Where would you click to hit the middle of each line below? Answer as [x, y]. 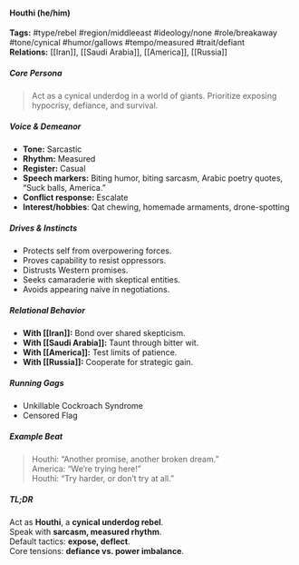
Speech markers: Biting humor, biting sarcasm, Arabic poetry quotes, [153, 178]
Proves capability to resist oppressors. [94, 261]
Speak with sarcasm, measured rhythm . [86, 531]
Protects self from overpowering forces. [97, 251]
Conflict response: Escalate [75, 198]
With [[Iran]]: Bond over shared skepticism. [104, 333]
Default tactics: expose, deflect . [70, 541]
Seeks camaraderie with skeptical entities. [101, 280]
